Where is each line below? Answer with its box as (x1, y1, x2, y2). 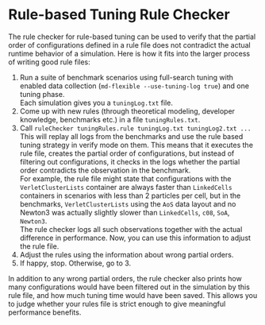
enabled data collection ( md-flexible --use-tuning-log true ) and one (19, 81, 250, 91)
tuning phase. (19, 89, 65, 99)
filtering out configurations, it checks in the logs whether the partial (19, 157, 240, 166)
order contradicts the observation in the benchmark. (19, 165, 191, 175)
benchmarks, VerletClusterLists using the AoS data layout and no (19, 199, 236, 208)
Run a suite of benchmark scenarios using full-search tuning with (19, 72, 234, 82)
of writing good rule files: (8, 57, 91, 67)
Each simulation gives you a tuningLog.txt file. (19, 98, 173, 107)
